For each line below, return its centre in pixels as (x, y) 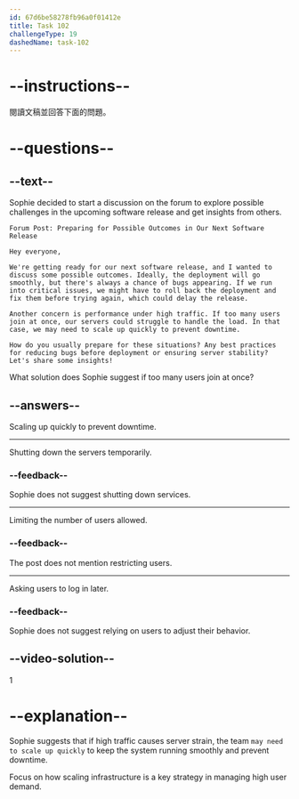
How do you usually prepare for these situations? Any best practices (143, 345)
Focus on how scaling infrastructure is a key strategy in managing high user (148, 777)
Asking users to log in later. (59, 588)
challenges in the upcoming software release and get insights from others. (145, 212)
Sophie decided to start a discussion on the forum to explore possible (137, 203)
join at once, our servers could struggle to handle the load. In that (145, 322)
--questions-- (61, 149)
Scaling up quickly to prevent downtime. (83, 427)
